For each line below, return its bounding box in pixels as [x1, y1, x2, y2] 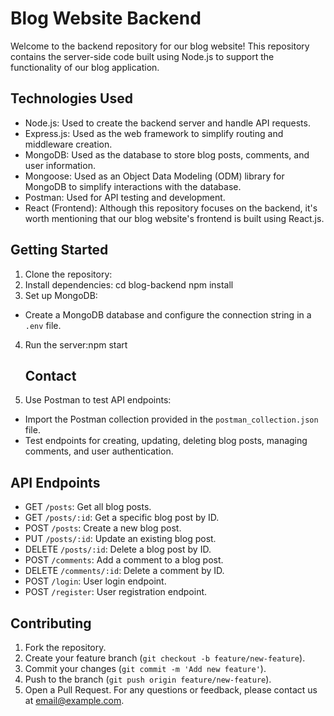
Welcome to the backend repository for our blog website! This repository [10, 40, 310, 52]
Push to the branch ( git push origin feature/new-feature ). [24, 673, 272, 685]
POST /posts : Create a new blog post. [24, 522, 182, 534]
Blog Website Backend [10, 7, 202, 30]
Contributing [10, 615, 92, 632]
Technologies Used [10, 90, 133, 107]
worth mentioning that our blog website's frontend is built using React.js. [24, 212, 325, 224]
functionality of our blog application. [10, 61, 160, 73]
